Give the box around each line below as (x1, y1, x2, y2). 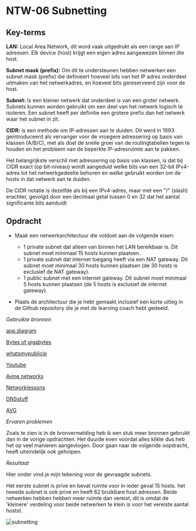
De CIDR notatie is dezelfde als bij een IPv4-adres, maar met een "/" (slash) (6, 187, 188, 194)
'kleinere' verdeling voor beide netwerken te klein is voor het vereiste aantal (6, 501, 189, 508)
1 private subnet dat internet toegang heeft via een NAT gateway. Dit (23, 256, 188, 263)
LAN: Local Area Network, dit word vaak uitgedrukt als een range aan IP (6, 43, 180, 50)
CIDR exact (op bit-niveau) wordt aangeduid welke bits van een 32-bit (6, 163, 175, 170)
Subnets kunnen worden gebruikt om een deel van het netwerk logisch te (6, 103, 183, 110)
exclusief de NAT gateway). (23, 268, 90, 275)
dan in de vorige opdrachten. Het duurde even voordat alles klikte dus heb (6, 435, 185, 442)
